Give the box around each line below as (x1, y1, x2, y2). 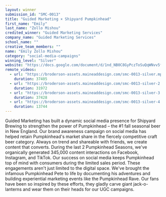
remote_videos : (5, 67, 37, 72)
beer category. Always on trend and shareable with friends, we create (5, 139, 147, 144)
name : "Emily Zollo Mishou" (5, 49, 63, 54)
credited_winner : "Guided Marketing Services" (5, 30, 103, 35)
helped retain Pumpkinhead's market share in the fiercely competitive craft (5, 133, 157, 139)
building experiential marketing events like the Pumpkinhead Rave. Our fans (5, 176, 159, 182)
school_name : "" (5, 40, 39, 45)
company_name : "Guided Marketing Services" (5, 35, 96, 40)
